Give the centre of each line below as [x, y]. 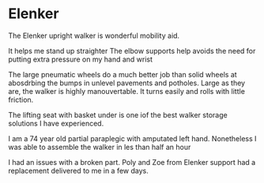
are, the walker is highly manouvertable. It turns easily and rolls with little [126, 91]
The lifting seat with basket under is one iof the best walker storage [118, 114]
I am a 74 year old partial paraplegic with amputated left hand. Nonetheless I [132, 138]
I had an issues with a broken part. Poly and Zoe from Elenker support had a [132, 162]
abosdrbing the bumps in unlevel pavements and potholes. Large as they [127, 83]
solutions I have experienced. [56, 123]
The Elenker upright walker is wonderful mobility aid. [94, 35]
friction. [21, 99]
